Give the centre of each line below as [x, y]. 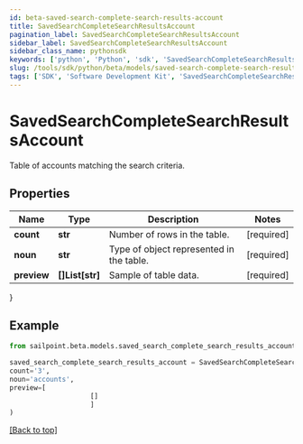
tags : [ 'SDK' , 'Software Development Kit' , [92, 77]
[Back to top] [33, 430]
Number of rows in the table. [169, 234]
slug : [19, 69]
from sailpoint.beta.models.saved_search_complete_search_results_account [153, 347]
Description [173, 219]
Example [34, 325]
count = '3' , [30, 371]
